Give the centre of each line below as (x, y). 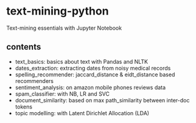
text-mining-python (58, 11)
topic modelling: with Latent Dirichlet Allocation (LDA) (82, 113)
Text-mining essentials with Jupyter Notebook (64, 28)
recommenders (34, 81)
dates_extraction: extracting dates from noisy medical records (93, 68)
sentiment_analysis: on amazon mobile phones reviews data (90, 87)
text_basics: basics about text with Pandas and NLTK (81, 61)
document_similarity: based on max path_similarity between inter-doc (102, 100)
